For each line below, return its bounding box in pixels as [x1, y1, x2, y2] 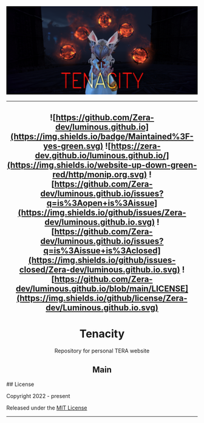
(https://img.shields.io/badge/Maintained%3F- [10, 131, 194, 142]
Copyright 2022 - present [6, 393, 70, 400]
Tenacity [79, 327, 125, 340]
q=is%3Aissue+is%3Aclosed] [43, 245, 161, 256]
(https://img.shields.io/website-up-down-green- [7, 159, 197, 170]
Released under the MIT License [6, 404, 87, 411]
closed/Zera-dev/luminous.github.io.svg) [19, 264, 180, 274]
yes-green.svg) [43, 141, 104, 151]
